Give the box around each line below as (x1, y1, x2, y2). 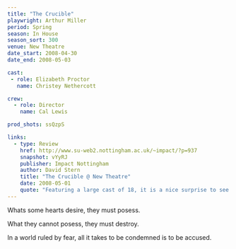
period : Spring (7, 23, 52, 30)
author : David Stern (20, 167, 81, 174)
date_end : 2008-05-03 (7, 57, 71, 64)
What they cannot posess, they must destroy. (7, 219, 139, 228)
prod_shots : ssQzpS (7, 121, 65, 128)
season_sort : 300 (7, 37, 59, 44)
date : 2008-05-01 (20, 180, 71, 187)
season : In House (7, 30, 59, 37)
